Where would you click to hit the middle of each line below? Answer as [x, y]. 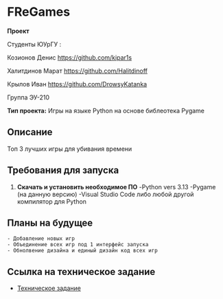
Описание [30, 132]
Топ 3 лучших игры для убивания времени [70, 149]
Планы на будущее [50, 223]
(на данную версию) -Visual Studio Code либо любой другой [105, 194]
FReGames [39, 12]
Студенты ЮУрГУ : [34, 44]
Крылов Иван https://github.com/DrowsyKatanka [77, 84]
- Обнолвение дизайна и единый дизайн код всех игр [82, 251]
